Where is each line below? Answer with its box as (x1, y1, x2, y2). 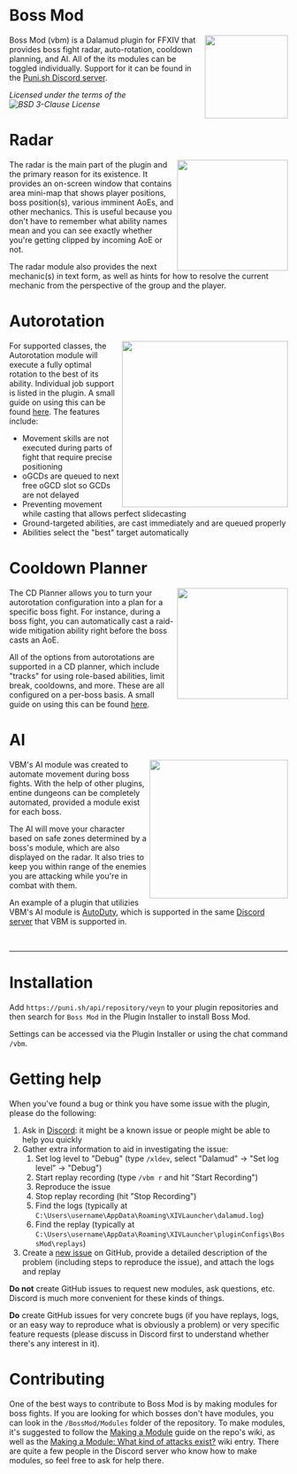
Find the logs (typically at (34, 1200, 128, 1211)
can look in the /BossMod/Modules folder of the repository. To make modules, (9, 1417, 286, 1428)
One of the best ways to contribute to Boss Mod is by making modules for (9, 1398, 278, 1409)
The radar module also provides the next (9, 261, 157, 271)
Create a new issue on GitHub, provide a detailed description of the (21, 1247, 268, 1258)
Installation (9, 972, 94, 993)
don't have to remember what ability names (9, 215, 168, 226)
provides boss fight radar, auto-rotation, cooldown (9, 43, 193, 54)
